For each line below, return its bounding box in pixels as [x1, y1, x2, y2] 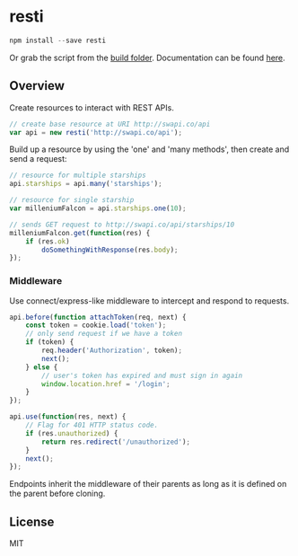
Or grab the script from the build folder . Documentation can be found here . [9, 52, 285, 63]
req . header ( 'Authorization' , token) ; [41, 346, 182, 356]
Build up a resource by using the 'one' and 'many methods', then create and [9, 144, 290, 154]
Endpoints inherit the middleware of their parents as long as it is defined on [9, 479, 287, 490]
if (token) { [25, 338, 74, 347]
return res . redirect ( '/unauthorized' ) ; [41, 437, 191, 446]
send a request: [9, 154, 67, 164]
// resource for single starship [9, 196, 135, 205]
